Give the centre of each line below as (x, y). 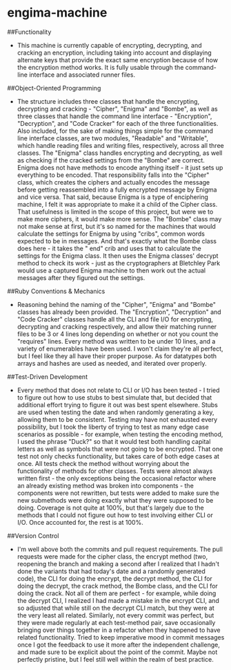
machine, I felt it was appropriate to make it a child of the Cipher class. (117, 204)
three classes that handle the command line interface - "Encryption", (114, 116)
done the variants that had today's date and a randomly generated (111, 571)
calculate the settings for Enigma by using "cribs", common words (111, 234)
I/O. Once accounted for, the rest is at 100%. (80, 522)
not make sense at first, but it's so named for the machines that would (116, 226)
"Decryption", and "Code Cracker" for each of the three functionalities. (118, 123)
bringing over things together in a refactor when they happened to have (119, 630)
